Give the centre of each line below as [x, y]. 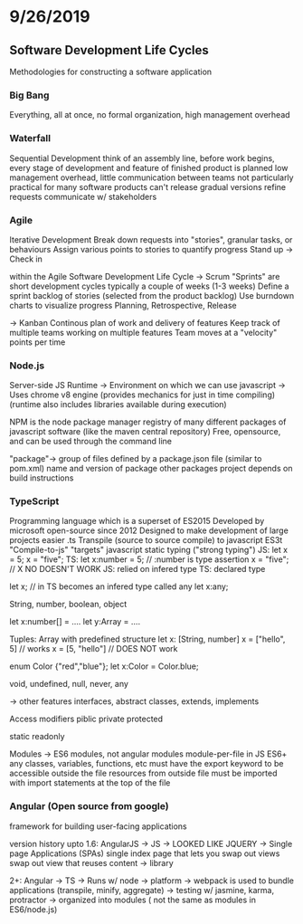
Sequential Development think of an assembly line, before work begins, [142, 158]
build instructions [42, 478]
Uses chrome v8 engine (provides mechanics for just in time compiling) [142, 395]
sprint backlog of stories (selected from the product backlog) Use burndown [152, 295]
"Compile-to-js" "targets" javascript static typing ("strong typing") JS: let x [148, 550]
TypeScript [34, 501]
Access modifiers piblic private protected [86, 719]
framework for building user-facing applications [98, 826]
